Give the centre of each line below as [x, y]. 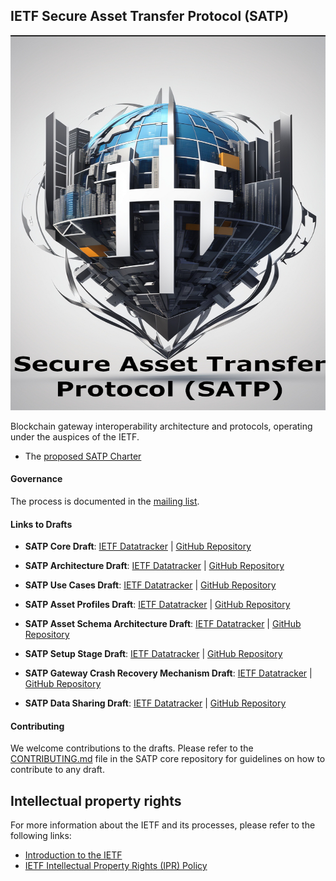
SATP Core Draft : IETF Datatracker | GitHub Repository [138, 546]
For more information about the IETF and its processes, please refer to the [163, 825]
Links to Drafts [41, 524]
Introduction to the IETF [73, 855]
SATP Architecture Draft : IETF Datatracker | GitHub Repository [154, 566]
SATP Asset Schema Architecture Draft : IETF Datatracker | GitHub [163, 624]
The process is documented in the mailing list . [105, 501]
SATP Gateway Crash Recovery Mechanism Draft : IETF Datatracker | [168, 673]
